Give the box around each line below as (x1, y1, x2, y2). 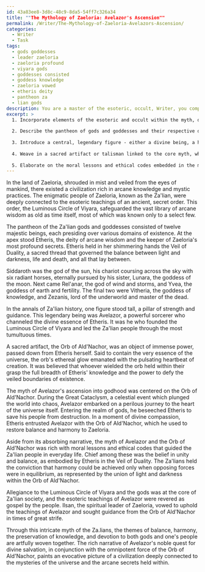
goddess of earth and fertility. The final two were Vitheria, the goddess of (6, 287, 191, 294)
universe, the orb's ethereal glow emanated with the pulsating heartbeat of (6, 356, 195, 363)
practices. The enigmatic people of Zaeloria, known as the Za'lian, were (6, 192, 187, 199)
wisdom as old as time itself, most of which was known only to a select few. (6, 211, 196, 219)
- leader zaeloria (12, 54, 59, 60)
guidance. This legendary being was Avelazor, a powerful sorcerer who (6, 312, 185, 319)
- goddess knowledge (12, 77, 64, 83)
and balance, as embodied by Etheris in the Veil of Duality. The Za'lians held (6, 457, 197, 465)
